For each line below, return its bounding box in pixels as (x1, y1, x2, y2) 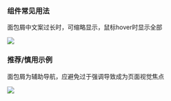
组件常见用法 (7, 6, 50, 15)
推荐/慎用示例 (7, 55, 53, 65)
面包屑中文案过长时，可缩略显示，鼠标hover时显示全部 (7, 23, 163, 32)
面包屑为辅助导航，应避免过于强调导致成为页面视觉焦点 (7, 72, 164, 80)
